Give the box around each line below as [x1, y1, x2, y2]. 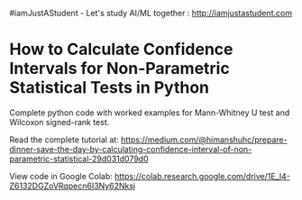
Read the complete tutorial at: [9, 134, 119, 145]
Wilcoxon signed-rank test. [9, 116, 110, 127]
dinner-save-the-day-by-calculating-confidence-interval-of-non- [9, 143, 252, 154]
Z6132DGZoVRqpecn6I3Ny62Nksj [9, 180, 136, 191]
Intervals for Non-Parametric [9, 59, 230, 79]
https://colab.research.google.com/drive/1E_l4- [114, 170, 290, 181]
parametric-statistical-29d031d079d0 [9, 153, 149, 164]
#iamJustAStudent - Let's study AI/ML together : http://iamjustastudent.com [9, 8, 293, 18]
